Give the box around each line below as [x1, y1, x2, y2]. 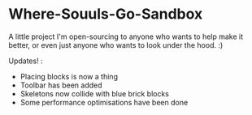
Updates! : [8, 56, 43, 66]
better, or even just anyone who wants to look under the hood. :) [8, 40, 224, 49]
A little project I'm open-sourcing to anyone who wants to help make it [8, 32, 244, 41]
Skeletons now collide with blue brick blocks [20, 88, 169, 98]
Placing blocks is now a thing [20, 71, 118, 81]
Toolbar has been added [20, 80, 103, 90]
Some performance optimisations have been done [20, 97, 189, 107]
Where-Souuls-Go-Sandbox [8, 5, 203, 23]
